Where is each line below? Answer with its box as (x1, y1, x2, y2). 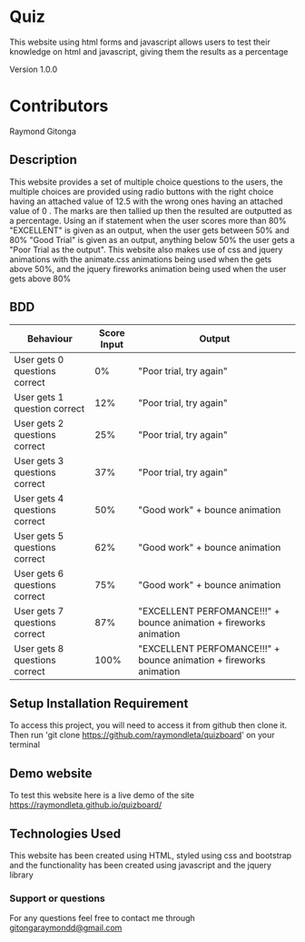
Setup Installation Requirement (9, 695, 189, 711)
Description (9, 152, 77, 167)
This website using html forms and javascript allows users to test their (9, 36, 271, 47)
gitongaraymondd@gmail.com (9, 922, 123, 934)
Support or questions (9, 892, 106, 905)
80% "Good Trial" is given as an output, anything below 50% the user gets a (9, 234, 295, 245)
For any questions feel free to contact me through (9, 913, 195, 924)
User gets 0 (14, 353, 64, 366)
